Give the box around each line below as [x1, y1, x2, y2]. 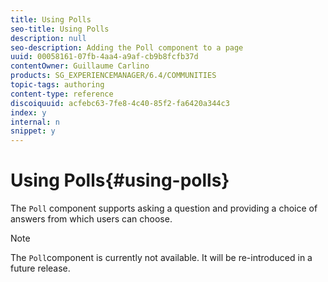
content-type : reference [10, 89, 114, 99]
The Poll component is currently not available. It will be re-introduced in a [10, 252, 313, 264]
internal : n [10, 117, 60, 127]
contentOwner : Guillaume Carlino [10, 61, 150, 71]
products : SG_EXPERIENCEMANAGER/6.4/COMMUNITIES [10, 71, 217, 81]
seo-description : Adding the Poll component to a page [10, 42, 244, 53]
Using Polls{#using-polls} [10, 169, 230, 192]
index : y [10, 107, 47, 118]
